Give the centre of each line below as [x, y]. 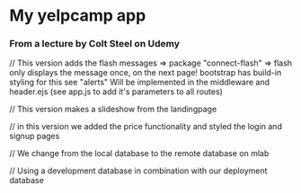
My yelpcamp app [78, 16]
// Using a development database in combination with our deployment [138, 171]
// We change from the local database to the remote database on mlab [139, 154]
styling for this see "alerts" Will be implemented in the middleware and [140, 83]
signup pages [35, 136]
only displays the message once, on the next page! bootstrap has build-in [146, 73]
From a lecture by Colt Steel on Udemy [94, 44]
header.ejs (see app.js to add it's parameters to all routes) [116, 92]
